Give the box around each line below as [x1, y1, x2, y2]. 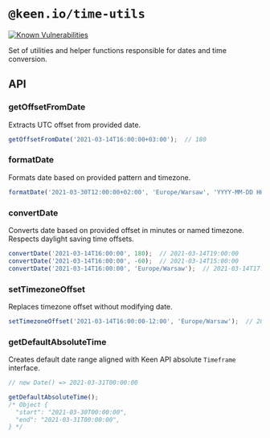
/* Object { [8, 400, 48, 408]
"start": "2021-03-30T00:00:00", [15, 408, 128, 416]
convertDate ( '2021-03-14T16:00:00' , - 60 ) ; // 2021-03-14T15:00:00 [8, 256, 239, 265]
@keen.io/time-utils [8, 6, 146, 22]
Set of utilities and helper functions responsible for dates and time [8, 45, 227, 55]
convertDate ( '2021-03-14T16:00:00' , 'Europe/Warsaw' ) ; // [8, 264, 211, 272]
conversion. [8, 54, 47, 63]
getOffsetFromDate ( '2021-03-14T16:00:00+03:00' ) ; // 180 [8, 135, 207, 143]
